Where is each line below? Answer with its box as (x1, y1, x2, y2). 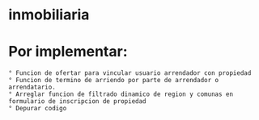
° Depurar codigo (8, 105, 67, 113)
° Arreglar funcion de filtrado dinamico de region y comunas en (8, 90, 233, 98)
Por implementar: (8, 43, 128, 61)
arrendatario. (8, 83, 57, 92)
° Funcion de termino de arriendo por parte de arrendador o (8, 77, 219, 85)
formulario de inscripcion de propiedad (8, 97, 147, 106)
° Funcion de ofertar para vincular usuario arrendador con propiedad (8, 69, 252, 77)
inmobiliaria (8, 6, 90, 24)
